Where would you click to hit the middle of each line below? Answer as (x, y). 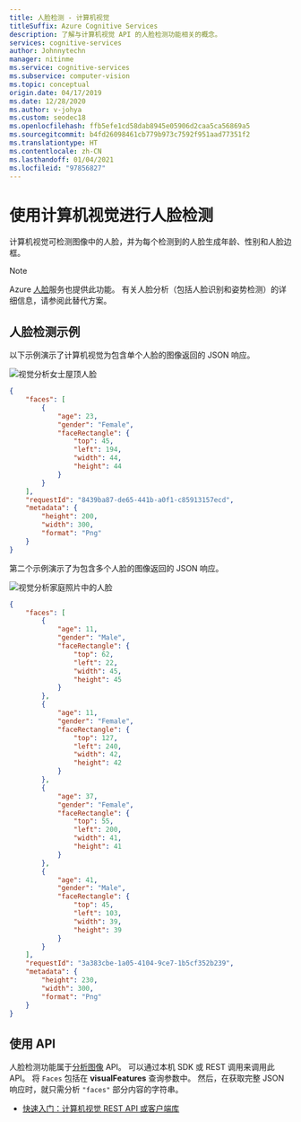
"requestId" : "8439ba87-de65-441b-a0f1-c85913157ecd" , (130, 499)
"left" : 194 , (98, 450)
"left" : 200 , (98, 830)
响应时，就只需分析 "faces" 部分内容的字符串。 (96, 1090)
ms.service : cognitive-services (69, 68)
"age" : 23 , (77, 416)
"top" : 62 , (94, 654)
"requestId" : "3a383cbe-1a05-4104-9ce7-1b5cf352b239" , (130, 963)
